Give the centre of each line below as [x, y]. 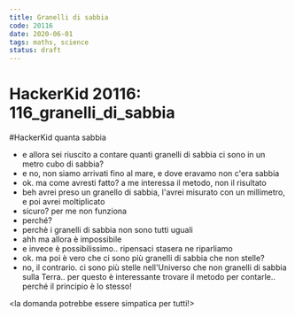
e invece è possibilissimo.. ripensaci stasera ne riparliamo [127, 249]
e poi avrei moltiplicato [63, 202]
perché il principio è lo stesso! [77, 286]
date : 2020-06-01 [41, 34]
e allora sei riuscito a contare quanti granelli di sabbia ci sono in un [144, 155]
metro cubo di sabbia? [63, 164]
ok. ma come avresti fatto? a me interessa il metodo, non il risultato [144, 183]
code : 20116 [31, 26]
